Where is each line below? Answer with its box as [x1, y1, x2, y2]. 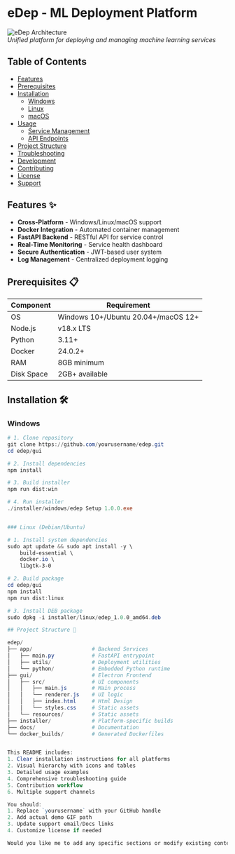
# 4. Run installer [7, 499, 64, 506]
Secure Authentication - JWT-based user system [17, 248, 162, 256]
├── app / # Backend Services [7, 646, 149, 653]
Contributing [17, 163, 54, 172]
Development [17, 156, 57, 165]
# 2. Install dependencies [7, 460, 86, 467]
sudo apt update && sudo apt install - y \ [7, 543, 133, 550]
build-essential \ [20, 549, 73, 557]
